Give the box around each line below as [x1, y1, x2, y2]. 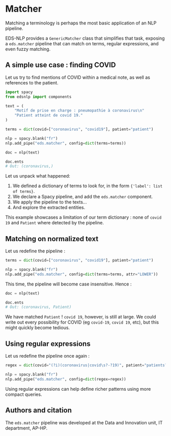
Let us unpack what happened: [5, 173, 70, 179]
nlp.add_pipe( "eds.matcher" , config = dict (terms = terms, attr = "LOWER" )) [5, 272, 158, 277]
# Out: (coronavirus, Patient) [5, 305, 72, 310]
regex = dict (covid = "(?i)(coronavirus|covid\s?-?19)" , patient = [5, 363, 145, 368]
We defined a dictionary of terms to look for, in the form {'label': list [12, 183, 163, 189]
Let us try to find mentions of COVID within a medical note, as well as [5, 74, 150, 80]
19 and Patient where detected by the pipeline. [5, 220, 104, 226]
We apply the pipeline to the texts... [12, 199, 87, 205]
